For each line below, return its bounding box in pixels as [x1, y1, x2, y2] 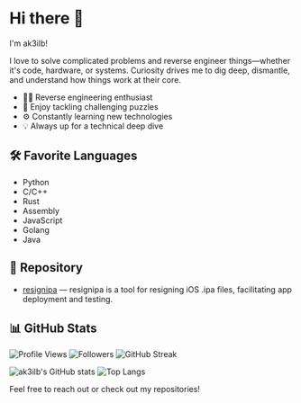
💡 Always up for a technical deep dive [22, 121, 164, 131]
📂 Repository [9, 260, 84, 275]
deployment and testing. [22, 293, 114, 304]
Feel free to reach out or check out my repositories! [9, 384, 201, 395]
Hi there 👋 [9, 8, 84, 29]
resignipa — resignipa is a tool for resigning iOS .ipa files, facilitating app [22, 283, 293, 295]
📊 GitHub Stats [9, 320, 97, 336]
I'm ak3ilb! [9, 38, 48, 49]
